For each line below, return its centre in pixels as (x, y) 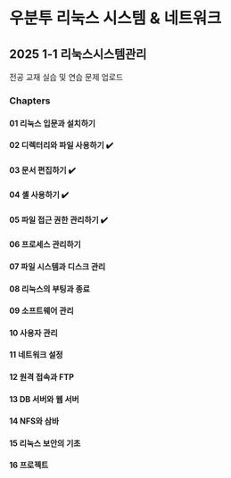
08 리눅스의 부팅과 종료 (50, 288)
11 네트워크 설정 (36, 355)
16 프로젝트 (29, 466)
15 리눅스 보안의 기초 (45, 443)
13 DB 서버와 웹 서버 (44, 399)
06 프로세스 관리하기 (45, 244)
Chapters (30, 101)
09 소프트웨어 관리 (41, 311)
